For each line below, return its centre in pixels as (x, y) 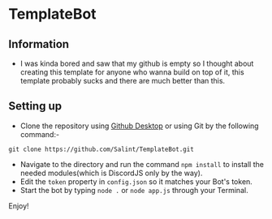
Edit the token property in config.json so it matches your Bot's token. (136, 181)
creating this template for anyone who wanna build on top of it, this (132, 72)
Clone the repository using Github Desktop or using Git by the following (139, 126)
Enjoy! (19, 206)
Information (39, 44)
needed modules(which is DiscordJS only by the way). (111, 173)
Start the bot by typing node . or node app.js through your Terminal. (134, 190)
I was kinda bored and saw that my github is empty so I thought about (137, 63)
